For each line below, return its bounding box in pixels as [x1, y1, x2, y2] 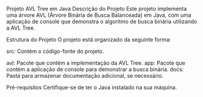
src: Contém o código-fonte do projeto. [6, 48, 104, 55]
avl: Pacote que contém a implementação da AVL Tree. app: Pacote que [6, 60, 186, 66]
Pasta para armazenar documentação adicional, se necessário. [6, 72, 164, 79]
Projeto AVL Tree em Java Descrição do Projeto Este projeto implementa [6, 5, 187, 12]
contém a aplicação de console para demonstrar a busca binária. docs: [6, 66, 184, 73]
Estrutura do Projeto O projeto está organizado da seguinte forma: [6, 36, 171, 43]
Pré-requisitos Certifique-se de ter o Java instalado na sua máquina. [6, 84, 178, 91]
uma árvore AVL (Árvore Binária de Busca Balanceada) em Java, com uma [6, 11, 191, 19]
